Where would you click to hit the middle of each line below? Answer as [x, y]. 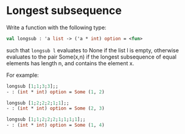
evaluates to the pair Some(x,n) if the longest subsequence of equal [91, 57]
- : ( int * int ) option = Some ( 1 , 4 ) [55, 125]
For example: [23, 75]
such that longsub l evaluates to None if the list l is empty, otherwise [93, 50]
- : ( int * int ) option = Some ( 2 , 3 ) [55, 108]
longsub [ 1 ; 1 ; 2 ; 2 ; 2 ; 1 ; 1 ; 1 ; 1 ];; [46, 119]
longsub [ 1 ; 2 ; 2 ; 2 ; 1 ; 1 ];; [38, 103]
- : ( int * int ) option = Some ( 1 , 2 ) [55, 92]
